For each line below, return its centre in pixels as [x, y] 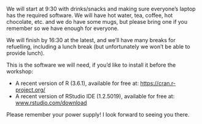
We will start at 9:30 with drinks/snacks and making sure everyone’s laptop [101, 9]
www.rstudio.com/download [51, 103]
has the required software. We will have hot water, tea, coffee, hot [90, 15]
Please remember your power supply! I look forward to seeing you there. [98, 115]
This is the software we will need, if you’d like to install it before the [91, 65]
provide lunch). [25, 53]
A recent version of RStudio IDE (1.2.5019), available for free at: [95, 96]
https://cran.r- [158, 83]
